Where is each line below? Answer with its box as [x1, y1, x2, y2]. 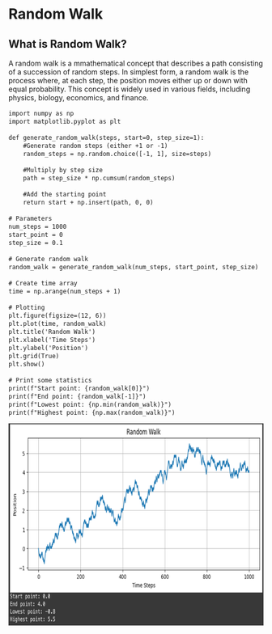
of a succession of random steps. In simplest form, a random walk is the [8, 67, 249, 77]
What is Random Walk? [8, 37, 127, 51]
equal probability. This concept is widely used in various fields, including [8, 84, 251, 94]
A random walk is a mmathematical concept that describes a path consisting [8, 58, 263, 68]
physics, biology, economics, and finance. [8, 93, 149, 102]
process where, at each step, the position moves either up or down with [8, 76, 249, 85]
